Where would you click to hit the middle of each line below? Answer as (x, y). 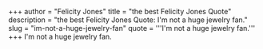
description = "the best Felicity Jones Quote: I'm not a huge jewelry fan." (128, 20)
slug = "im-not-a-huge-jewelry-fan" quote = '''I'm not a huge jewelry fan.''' (132, 28)
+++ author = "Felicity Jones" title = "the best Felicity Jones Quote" (120, 11)
